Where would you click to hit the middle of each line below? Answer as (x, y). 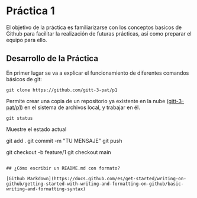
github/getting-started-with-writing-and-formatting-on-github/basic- (95, 184)
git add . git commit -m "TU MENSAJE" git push (64, 140)
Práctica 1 (30, 11)
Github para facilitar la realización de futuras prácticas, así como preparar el (99, 33)
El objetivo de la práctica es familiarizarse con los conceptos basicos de (94, 27)
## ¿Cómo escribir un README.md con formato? (63, 168)
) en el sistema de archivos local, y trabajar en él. (80, 107)
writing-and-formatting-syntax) (46, 189)
